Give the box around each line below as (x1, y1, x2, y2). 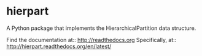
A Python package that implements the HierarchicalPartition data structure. (6, 24, 196, 32)
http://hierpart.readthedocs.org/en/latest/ (6, 43, 112, 50)
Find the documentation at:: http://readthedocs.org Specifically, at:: (6, 36, 177, 43)
